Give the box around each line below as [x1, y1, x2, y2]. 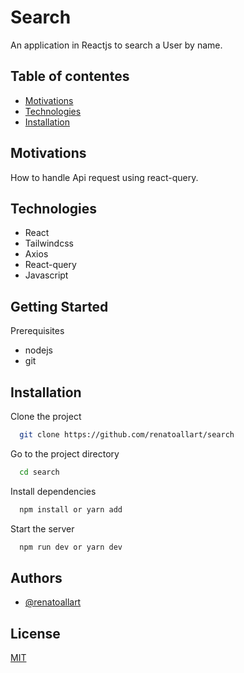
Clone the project [10, 411, 82, 422]
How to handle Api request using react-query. [10, 171, 199, 183]
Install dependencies [10, 485, 97, 497]
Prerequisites [10, 325, 65, 337]
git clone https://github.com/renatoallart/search [19, 430, 235, 440]
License [10, 625, 61, 642]
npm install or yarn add [19, 504, 123, 515]
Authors [10, 569, 63, 586]
